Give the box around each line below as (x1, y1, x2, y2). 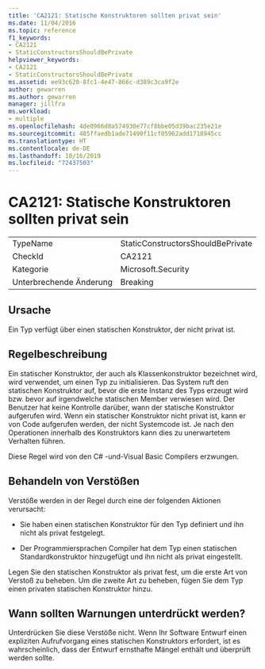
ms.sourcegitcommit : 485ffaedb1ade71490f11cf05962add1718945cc (8, 129, 222, 137)
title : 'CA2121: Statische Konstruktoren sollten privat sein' (8, 11, 222, 20)
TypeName (12, 238, 53, 249)
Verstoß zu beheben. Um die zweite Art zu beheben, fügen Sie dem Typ (8, 575, 244, 585)
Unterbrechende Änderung (12, 277, 113, 288)
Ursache (8, 303, 52, 317)
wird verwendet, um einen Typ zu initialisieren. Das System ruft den (8, 377, 229, 386)
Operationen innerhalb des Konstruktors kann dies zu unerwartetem (8, 428, 231, 437)
